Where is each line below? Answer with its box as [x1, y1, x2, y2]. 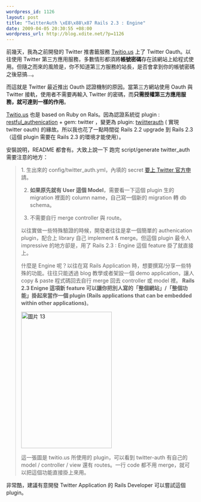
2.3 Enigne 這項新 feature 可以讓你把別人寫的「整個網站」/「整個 [20, 285, 183, 292]
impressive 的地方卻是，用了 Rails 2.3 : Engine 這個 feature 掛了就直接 [20, 242, 194, 249]
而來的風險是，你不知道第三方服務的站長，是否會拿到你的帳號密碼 [32, 63, 195, 71]
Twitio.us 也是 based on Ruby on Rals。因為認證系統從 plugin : [6, 111, 160, 118]
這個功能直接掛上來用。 [31, 469, 90, 476]
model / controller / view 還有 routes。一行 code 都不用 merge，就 [20, 461, 185, 468]
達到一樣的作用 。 [26, 98, 69, 105]
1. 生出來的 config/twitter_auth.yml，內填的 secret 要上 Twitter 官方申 [20, 166, 191, 174]
